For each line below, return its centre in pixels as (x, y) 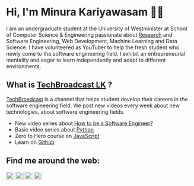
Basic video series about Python (54, 129)
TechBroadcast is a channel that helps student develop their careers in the (97, 99)
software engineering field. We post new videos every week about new (93, 105)
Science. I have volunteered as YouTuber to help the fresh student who (93, 47)
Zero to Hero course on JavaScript (57, 136)
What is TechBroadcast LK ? (59, 85)
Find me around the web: (53, 161)
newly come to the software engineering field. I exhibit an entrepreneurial (96, 53)
